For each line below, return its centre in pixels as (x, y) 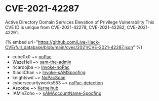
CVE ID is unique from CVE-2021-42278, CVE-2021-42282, (65, 27)
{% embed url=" (22, 42)
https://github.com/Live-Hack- (69, 42)
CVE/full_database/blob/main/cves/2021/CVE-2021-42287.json (69, 47)
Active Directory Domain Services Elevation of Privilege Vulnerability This (80, 22)
